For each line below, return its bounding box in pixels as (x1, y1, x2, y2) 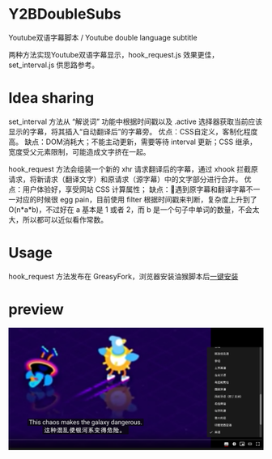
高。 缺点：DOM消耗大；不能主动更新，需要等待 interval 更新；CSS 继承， (8, 137, 257, 147)
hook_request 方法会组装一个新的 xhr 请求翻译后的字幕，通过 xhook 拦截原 (8, 164, 259, 174)
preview (8, 300, 65, 318)
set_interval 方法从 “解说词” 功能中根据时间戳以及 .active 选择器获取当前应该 (8, 117, 263, 126)
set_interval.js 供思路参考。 (8, 60, 100, 70)
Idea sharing (8, 89, 95, 108)
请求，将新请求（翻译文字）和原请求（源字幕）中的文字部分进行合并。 (8, 174, 243, 184)
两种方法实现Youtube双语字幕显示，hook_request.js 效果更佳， (8, 49, 219, 59)
